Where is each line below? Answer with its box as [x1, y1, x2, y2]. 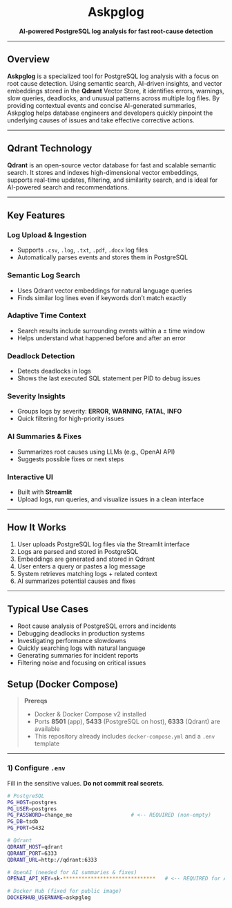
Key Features [7, 209, 66, 221]
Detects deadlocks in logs [17, 367, 91, 376]
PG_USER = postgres [7, 805, 57, 813]
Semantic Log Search [7, 270, 81, 280]
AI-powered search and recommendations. [7, 183, 130, 191]
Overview [7, 53, 50, 66]
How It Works [7, 521, 67, 533]
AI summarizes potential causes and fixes [17, 577, 136, 585]
